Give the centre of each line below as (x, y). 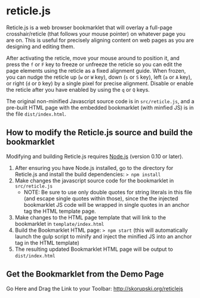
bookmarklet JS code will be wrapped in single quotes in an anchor (107, 204)
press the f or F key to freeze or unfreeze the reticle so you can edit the (94, 64)
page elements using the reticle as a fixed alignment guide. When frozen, (96, 70)
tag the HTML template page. (60, 211)
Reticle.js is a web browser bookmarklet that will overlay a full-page (89, 27)
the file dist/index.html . (36, 114)
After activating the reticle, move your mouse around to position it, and (93, 58)
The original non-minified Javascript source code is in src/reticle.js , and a (100, 101)
